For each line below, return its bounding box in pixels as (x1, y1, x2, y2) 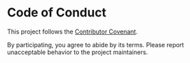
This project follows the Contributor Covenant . (7, 27, 139, 36)
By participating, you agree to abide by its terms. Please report (7, 40, 185, 49)
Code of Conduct (7, 5, 106, 21)
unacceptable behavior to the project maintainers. (7, 48, 148, 56)
